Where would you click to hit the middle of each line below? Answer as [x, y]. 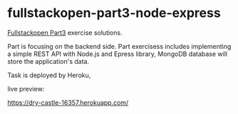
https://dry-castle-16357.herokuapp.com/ [68, 102]
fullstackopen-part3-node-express [114, 13]
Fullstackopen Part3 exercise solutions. [65, 33]
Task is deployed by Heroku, [49, 75]
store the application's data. [48, 61]
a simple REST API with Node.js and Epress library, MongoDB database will [118, 54]
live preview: [26, 89]
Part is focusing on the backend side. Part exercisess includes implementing [119, 46]
